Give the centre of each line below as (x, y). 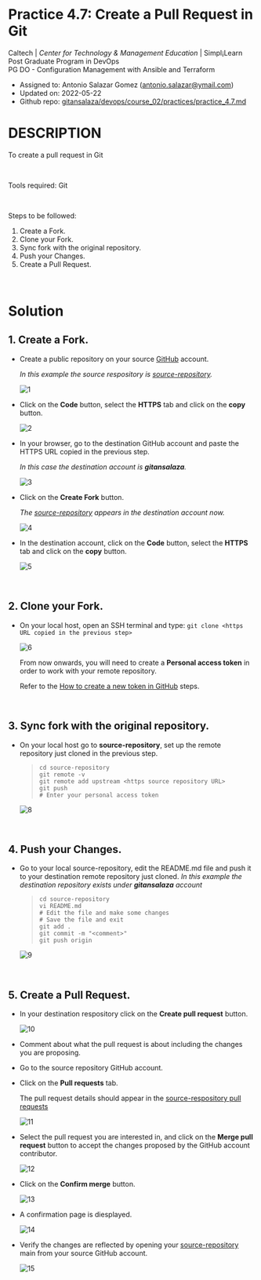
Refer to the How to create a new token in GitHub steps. (109, 686)
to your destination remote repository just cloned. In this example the (131, 877)
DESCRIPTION (55, 133)
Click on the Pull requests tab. (69, 1083)
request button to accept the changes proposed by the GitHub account (135, 1145)
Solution (36, 311)
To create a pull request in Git (56, 155)
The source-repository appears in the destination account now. (122, 512)
